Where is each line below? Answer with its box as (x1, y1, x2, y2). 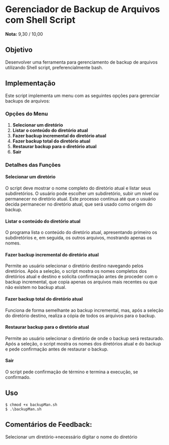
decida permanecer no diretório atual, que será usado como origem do (5, 201, 153, 207)
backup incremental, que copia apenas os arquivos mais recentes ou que (5, 279, 157, 285)
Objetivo (5, 45, 33, 54)
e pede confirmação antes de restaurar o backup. (5, 346, 108, 352)
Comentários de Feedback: (5, 420, 92, 429)
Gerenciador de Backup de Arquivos (5, 4, 160, 15)
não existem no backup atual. (5, 284, 67, 290)
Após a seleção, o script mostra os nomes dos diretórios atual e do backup (5, 340, 161, 347)
